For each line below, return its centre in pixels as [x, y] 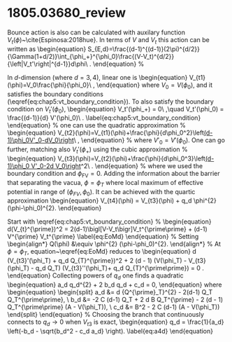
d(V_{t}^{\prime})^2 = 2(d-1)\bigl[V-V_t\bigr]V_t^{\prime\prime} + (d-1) [107, 229]
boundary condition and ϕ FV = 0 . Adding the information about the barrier [114, 174]
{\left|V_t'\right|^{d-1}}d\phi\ [48, 64]
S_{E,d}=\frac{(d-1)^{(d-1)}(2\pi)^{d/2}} [144, 49]
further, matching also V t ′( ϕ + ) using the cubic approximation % [98, 150]
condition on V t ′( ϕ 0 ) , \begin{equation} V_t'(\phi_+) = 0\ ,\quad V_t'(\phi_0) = [116, 110]
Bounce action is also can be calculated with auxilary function [96, 32]
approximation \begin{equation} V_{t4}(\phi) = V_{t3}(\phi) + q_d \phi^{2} [112, 200]
